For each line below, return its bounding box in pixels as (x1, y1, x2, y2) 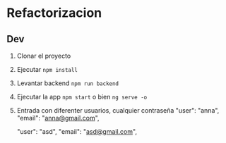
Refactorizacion (6, 5, 102, 21)
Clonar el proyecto (16, 51, 71, 60)
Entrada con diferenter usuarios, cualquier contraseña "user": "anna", (16, 106, 220, 114)
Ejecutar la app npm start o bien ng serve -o (16, 93, 148, 101)
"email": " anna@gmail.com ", (16, 114, 100, 122)
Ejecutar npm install (16, 66, 78, 73)
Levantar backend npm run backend (16, 79, 119, 87)
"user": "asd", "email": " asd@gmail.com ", (16, 128, 137, 135)
